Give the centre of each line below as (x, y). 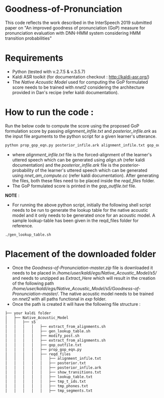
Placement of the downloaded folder (81, 254)
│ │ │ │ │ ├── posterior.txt (46, 363)
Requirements (34, 58)
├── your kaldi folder (28, 313)
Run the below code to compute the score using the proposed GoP (72, 125)
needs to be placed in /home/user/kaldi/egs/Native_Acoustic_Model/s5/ (84, 273)
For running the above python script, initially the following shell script (82, 205)
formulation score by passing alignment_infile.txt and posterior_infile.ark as (81, 131)
